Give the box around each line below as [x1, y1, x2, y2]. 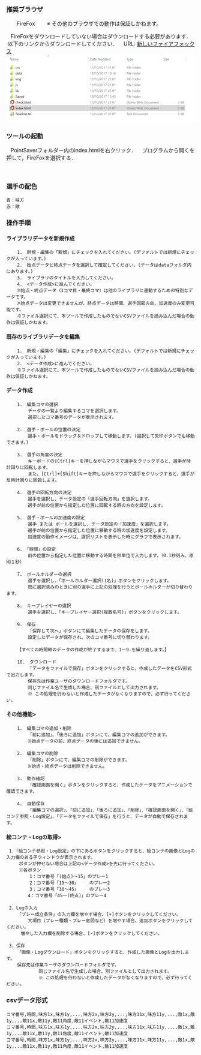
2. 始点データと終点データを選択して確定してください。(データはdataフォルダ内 [17, 262, 192, 268]
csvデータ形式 [6, 996, 48, 1005]
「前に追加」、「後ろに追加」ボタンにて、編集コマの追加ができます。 [28, 732, 170, 738]
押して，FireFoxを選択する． [6, 154, 77, 161]
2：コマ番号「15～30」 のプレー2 [29, 880, 110, 886]
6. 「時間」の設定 [17, 546, 56, 552]
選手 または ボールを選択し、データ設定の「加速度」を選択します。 [28, 521, 172, 527]
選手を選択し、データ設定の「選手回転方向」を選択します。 [28, 496, 153, 502]
